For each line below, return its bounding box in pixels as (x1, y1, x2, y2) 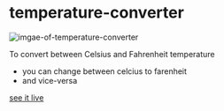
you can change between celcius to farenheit (21, 65, 188, 77)
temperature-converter (9, 3, 184, 23)
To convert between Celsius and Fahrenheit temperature (9, 48, 215, 59)
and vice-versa (21, 75, 78, 85)
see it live (9, 92, 44, 103)
